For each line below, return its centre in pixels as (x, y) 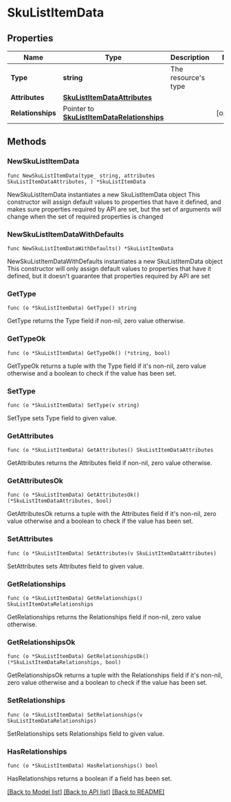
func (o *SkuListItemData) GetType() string (72, 308)
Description (190, 58)
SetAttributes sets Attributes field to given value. (76, 566)
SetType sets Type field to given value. (62, 418)
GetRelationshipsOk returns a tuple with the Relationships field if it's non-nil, (115, 675)
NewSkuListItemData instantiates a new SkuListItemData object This (104, 194)
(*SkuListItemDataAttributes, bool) (59, 501)
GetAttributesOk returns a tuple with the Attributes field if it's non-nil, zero (112, 514)
